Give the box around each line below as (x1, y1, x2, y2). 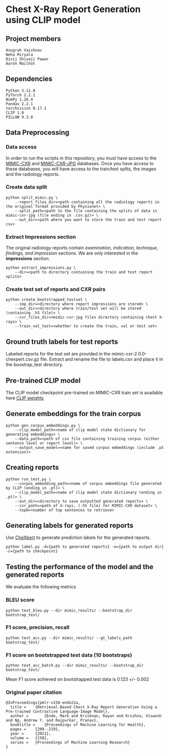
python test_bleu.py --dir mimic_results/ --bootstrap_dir (6, 608, 133, 613)
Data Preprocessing (6, 128, 70, 137)
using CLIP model (6, 14, 81, 26)
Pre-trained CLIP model (6, 376, 81, 385)
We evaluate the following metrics (6, 584, 76, 590)
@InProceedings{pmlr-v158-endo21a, (6, 700, 81, 706)
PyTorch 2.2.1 (6, 92, 36, 97)
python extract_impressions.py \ (6, 265, 76, 271)
